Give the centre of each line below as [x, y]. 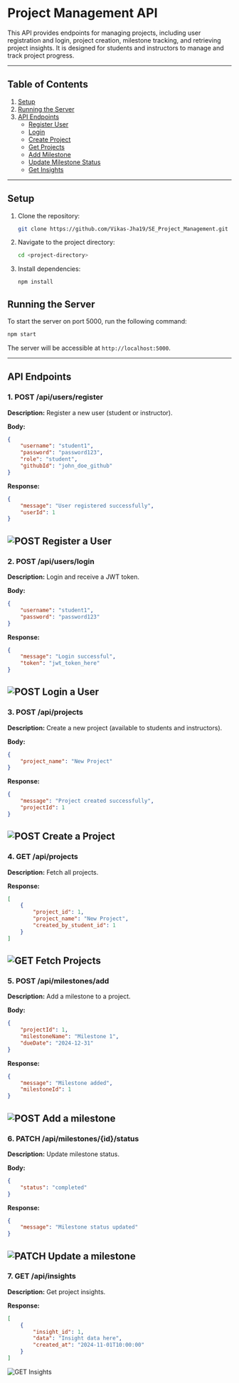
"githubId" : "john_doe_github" [67, 466]
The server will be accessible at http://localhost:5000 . [89, 348]
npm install [35, 282]
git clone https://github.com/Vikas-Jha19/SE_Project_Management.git [123, 229]
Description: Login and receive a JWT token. [74, 577]
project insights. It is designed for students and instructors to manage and [116, 48]
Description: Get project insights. [57, 1291]
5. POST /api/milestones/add [58, 981]
